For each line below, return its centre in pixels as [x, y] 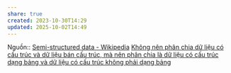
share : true [25, 14]
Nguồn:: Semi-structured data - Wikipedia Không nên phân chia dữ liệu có [116, 47]
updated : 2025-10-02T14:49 [47, 27]
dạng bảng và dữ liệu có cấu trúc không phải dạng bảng [89, 62]
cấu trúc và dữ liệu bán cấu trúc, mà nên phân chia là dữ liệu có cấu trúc [113, 55]
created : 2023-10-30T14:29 [47, 21]
